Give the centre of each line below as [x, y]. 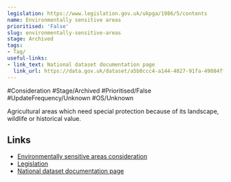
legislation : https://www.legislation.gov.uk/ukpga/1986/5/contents [107, 13]
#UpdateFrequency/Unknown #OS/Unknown [70, 98]
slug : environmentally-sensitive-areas [64, 33]
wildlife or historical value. [44, 118]
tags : [15, 45]
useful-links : [27, 58]
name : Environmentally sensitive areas [64, 20]
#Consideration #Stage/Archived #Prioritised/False [79, 91]
